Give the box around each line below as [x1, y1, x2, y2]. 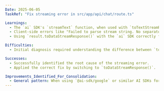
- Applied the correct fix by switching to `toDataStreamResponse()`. [9, 65, 156, 70]
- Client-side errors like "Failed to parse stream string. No [9, 30, 141, 35]
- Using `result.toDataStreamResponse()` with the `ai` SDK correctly [9, 34, 156, 39]
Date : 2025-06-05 [5, 7, 41, 12]
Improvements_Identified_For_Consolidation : [5, 74, 97, 79]
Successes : [5, 56, 27, 61]
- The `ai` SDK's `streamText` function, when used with [9, 25, 128, 30]
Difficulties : [5, 43, 34, 48]
